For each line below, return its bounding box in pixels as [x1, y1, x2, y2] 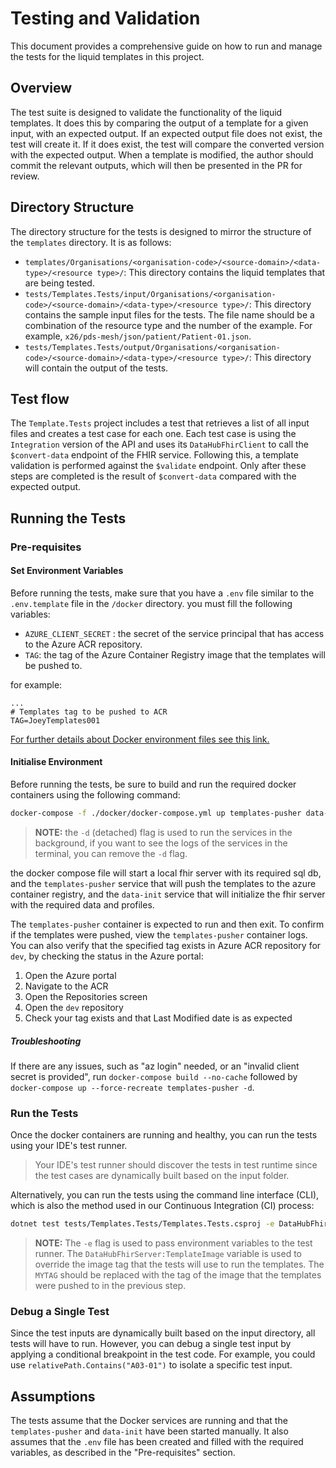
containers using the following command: [10, 789, 181, 801]
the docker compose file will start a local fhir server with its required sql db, [10, 867, 322, 879]
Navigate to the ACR [24, 980, 109, 992]
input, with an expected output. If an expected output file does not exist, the [10, 127, 323, 139]
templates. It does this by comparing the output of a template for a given [10, 117, 309, 129]
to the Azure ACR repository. [24, 638, 143, 650]
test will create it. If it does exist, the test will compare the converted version [10, 138, 325, 150]
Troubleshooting [10, 1035, 82, 1047]
